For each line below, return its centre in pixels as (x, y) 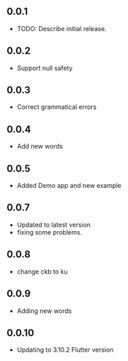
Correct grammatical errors (57, 107)
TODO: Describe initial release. (62, 28)
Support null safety (45, 68)
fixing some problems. (50, 232)
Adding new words (44, 311)
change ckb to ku (42, 271)
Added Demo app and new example (69, 186)
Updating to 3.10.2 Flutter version (65, 350)
